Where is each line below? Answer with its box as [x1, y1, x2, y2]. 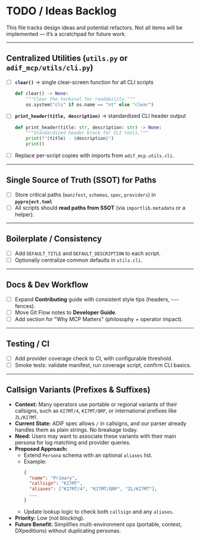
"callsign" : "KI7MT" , [29, 480, 83, 487]
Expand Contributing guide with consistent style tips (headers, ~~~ [14, 295, 180, 303]
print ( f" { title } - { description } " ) [26, 136, 114, 142]
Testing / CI [6, 339, 49, 349]
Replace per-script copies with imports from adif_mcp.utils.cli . [14, 152, 174, 159]
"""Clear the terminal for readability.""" [26, 96, 135, 102]
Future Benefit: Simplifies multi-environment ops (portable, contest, [14, 520, 182, 527]
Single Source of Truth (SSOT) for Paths [6, 175, 157, 185]
